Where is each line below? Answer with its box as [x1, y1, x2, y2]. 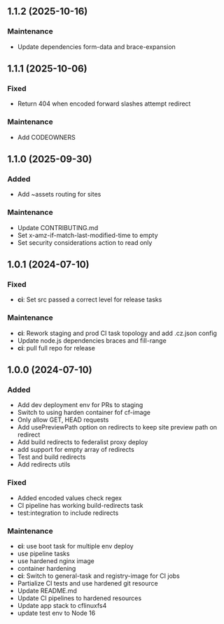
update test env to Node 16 [17, 609, 96, 617]
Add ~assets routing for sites [17, 190, 101, 199]
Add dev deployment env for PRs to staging [17, 401, 143, 409]
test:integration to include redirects [17, 509, 119, 517]
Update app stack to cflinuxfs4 [17, 601, 107, 609]
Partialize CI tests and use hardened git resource [17, 579, 159, 587]
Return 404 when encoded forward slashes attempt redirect [17, 99, 191, 108]
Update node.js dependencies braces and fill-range [17, 336, 167, 345]
